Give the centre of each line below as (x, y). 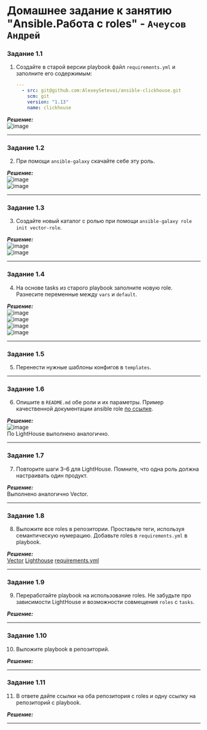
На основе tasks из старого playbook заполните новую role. (94, 288)
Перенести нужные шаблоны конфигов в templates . (84, 367)
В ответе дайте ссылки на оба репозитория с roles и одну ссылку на (106, 696)
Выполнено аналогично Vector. (48, 494)
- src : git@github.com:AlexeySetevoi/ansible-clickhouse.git (102, 91)
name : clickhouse (49, 108)
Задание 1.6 (26, 389)
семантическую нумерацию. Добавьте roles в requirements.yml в (102, 535)
